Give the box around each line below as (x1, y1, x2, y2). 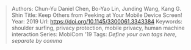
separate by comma (11, 37, 63, 44)
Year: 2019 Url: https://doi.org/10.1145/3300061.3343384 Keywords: (11, 18, 182, 25)
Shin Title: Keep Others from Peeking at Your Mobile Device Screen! (11, 11, 182, 19)
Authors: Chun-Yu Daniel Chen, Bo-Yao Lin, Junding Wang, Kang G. (11, 5, 181, 12)
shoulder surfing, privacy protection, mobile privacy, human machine (11, 24, 186, 31)
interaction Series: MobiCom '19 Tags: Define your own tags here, (11, 31, 178, 38)
